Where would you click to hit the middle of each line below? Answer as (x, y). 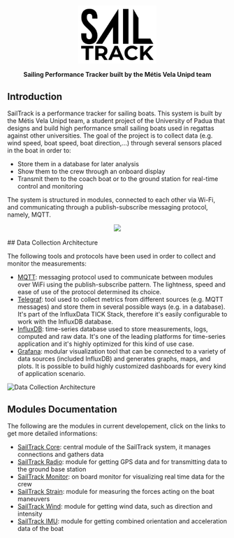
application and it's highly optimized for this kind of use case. (105, 344)
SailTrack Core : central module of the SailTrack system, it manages (114, 446)
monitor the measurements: (47, 263)
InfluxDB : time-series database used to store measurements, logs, (112, 329)
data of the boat (41, 528)
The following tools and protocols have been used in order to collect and (112, 256)
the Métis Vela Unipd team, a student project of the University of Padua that (116, 121)
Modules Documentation (62, 409)
